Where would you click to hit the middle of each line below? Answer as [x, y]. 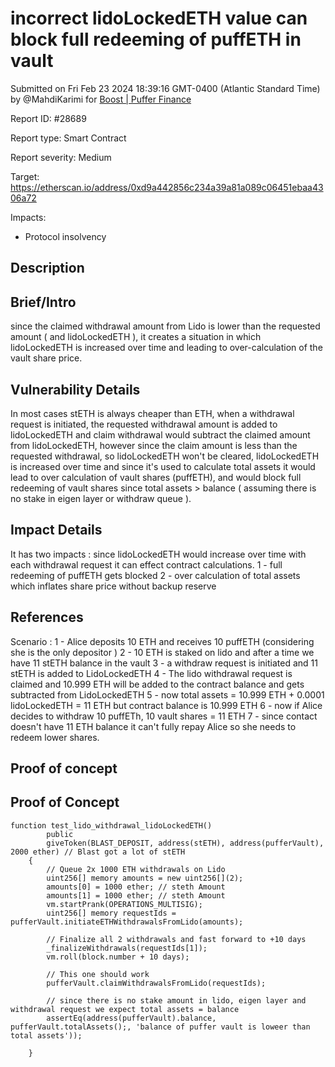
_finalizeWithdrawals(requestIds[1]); [127, 948]
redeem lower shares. [55, 737]
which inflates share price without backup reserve [113, 586]
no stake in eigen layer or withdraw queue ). [101, 498]
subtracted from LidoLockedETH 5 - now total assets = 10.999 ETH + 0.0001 [167, 694]
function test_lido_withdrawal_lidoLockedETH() [111, 825]
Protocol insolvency [65, 236]
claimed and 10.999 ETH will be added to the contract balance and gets [157, 684]
